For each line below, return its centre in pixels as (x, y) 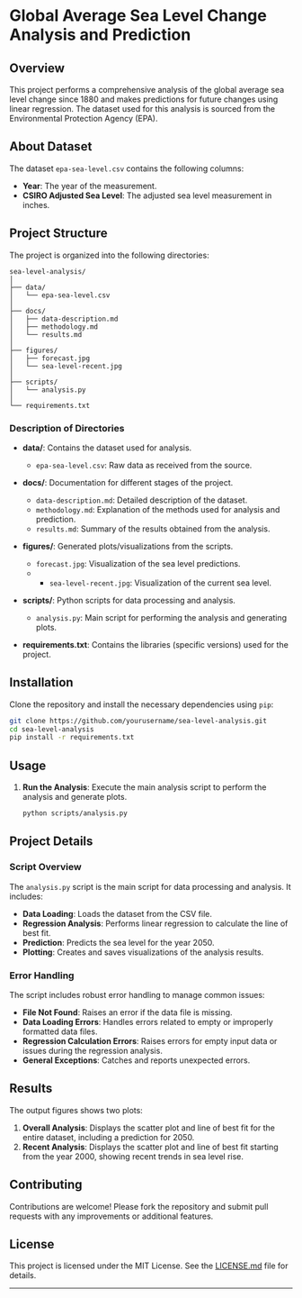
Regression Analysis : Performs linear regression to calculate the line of (155, 923)
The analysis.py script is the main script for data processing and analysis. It (151, 886)
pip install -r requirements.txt (72, 738)
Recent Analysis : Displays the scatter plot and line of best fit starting (150, 1147)
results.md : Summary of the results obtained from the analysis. (153, 529)
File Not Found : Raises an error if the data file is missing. (127, 1012)
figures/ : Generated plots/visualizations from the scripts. (128, 546)
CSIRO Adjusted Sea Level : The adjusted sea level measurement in (147, 195)
